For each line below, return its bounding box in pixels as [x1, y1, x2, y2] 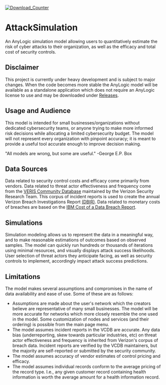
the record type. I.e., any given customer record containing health [12, 369, 147, 375]
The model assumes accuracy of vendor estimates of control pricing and [12, 353, 161, 359]
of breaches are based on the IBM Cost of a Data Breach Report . [5, 204, 137, 210]
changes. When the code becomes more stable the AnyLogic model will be [5, 82, 158, 88]
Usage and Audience [5, 107, 71, 115]
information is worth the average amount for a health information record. [12, 374, 160, 380]
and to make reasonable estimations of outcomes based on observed [5, 237, 147, 243]
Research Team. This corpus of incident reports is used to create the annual [5, 194, 160, 200]
